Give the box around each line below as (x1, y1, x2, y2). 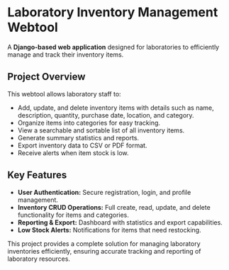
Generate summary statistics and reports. (17, 133, 140, 142)
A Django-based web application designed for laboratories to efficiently (7, 43, 220, 51)
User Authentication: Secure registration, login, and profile (17, 188, 191, 196)
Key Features (7, 169, 67, 181)
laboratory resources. (7, 254, 71, 263)
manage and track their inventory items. (7, 50, 124, 59)
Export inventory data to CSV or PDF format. (17, 141, 147, 150)
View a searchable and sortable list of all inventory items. (17, 125, 185, 135)
